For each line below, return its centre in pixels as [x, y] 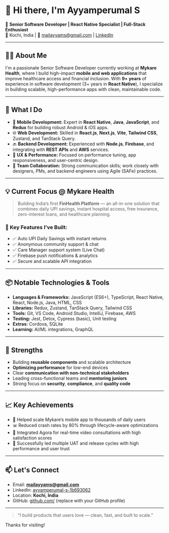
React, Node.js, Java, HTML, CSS [47, 303]
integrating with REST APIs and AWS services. [61, 149]
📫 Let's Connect [32, 470]
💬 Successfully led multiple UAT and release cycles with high [76, 443]
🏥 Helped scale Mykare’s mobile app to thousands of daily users [79, 420]
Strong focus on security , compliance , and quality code [71, 384]
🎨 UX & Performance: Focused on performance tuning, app [74, 155]
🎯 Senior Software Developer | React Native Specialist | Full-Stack [75, 24]
